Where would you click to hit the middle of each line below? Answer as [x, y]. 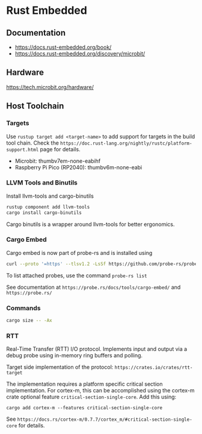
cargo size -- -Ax [29, 321]
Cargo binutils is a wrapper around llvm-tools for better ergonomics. [91, 224]
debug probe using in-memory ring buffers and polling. [75, 356]
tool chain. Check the [32, 143]
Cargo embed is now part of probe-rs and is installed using [79, 253]
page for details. [60, 149]
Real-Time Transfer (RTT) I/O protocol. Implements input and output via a [97, 349]
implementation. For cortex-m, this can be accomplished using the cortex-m [100, 391]
